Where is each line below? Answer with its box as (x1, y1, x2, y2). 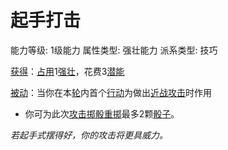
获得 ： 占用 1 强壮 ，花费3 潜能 (10, 65, 125, 77)
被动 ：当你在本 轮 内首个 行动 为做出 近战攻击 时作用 (10, 86, 212, 98)
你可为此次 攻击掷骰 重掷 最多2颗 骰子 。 (24, 107, 180, 120)
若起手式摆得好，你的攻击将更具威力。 (10, 129, 168, 141)
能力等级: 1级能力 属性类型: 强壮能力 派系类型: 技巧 (10, 44, 218, 56)
